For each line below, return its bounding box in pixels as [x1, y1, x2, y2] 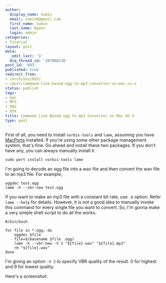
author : [5, 7, 21, 12]
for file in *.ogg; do [5, 228, 52, 233]
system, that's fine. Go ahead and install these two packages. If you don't [5, 142, 156, 148]
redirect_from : [5, 72, 37, 77]
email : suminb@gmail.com [9, 16, 61, 21]
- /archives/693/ [5, 76, 41, 81]
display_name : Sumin [9, 12, 52, 17]
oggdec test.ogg [5, 181, 39, 186]
